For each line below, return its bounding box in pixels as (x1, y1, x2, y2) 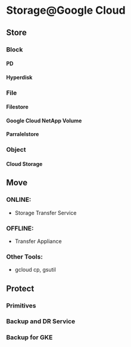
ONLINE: (6, 195, 32, 204)
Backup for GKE (6, 333, 53, 342)
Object (6, 146, 26, 154)
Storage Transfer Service (14, 209, 77, 216)
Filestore (6, 103, 29, 110)
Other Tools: (6, 252, 43, 260)
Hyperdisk (6, 73, 33, 81)
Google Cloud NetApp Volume (6, 117, 82, 124)
